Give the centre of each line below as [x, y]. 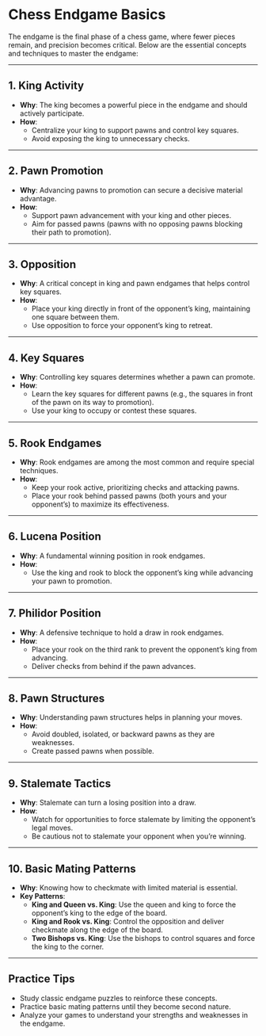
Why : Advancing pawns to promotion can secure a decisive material [131, 190]
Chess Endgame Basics [87, 15]
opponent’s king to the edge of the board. [99, 913]
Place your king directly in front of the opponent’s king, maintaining [141, 309]
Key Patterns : [42, 896]
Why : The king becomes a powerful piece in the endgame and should [133, 105]
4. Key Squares [46, 358]
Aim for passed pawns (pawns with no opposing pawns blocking [137, 224]
